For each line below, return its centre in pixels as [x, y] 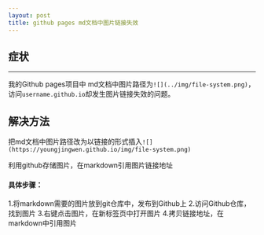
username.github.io [54, 95]
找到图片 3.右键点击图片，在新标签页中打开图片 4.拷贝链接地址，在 [116, 214]
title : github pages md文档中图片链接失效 [73, 23]
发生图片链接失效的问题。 [133, 94]
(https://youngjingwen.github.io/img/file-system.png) [100, 150]
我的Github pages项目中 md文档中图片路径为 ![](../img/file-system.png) [128, 84]
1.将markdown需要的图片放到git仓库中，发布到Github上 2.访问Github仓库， [130, 204]
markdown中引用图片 [42, 223]
